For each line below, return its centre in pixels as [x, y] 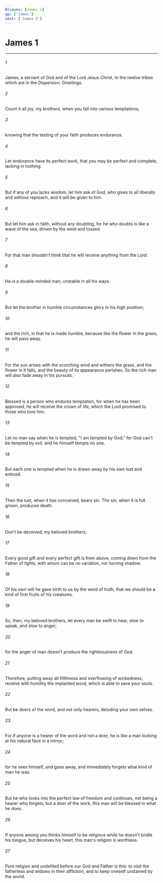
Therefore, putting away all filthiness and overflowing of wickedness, [74, 678]
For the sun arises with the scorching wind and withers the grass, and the [78, 365]
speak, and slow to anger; [31, 626]
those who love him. [25, 411]
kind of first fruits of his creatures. [39, 594]
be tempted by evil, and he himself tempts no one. [55, 443]
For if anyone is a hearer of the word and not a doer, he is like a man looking [81, 735]
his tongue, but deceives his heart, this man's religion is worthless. [72, 840]
